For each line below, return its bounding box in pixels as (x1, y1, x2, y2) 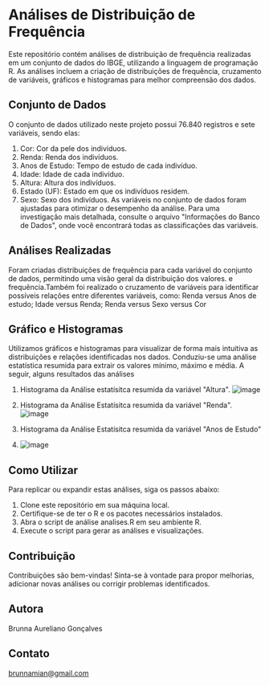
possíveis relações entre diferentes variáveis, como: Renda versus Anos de (8, 291, 257, 300)
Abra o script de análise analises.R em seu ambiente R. (19, 517, 202, 527)
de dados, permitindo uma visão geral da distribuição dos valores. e (8, 273, 233, 283)
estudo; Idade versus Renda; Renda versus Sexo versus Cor (8, 299, 207, 308)
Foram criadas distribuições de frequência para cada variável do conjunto (8, 265, 253, 275)
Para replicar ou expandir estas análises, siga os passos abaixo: (8, 484, 220, 495)
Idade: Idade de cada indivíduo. (19, 169, 124, 178)
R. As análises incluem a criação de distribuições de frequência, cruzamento (8, 66, 262, 76)
